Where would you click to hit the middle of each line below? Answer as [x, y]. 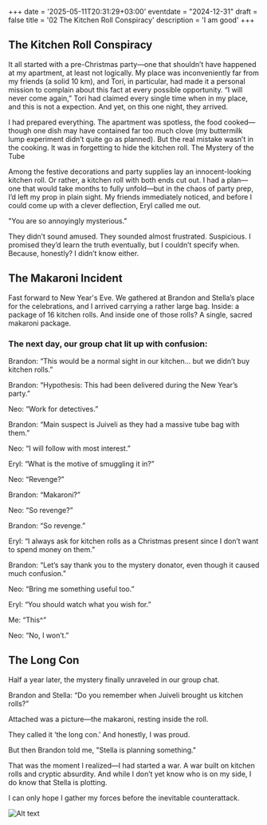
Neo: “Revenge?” [37, 479]
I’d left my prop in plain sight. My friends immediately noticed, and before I [130, 197]
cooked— [240, 122]
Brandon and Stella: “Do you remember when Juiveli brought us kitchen [126, 695]
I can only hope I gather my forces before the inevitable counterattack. [124, 798]
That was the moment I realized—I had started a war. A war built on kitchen [132, 765]
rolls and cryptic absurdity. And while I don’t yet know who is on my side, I [130, 774]
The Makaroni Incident [65, 278]
